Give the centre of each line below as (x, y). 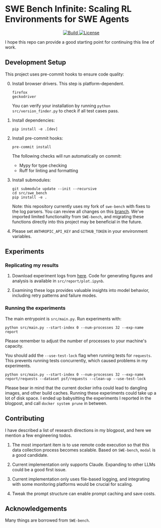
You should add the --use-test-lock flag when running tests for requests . (79, 355)
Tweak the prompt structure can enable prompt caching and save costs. (84, 494)
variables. (22, 236)
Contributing (25, 419)
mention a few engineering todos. (38, 435)
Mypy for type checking (43, 165)
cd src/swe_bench (29, 193)
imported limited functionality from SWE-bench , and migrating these (78, 216)
